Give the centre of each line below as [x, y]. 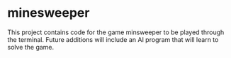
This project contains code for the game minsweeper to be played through [116, 32]
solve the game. [31, 47]
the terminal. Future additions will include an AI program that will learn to [113, 39]
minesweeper [49, 13]
